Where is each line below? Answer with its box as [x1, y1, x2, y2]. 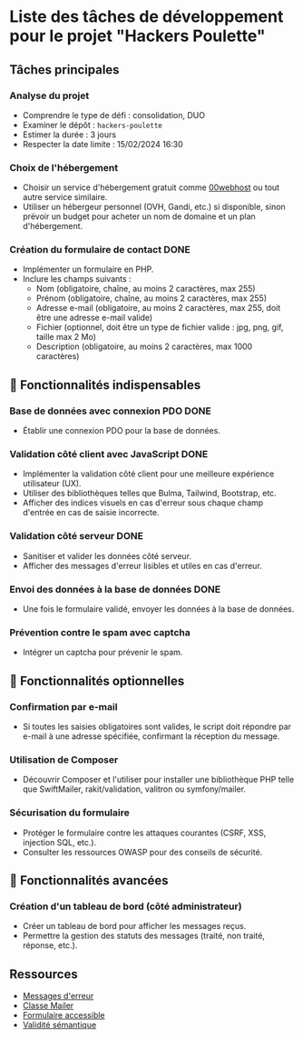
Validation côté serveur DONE [9, 530, 143, 543]
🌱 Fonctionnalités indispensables [9, 377, 201, 393]
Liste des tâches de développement [9, 6, 284, 27]
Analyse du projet [9, 89, 90, 102]
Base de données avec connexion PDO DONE [9, 405, 211, 417]
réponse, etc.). [22, 940, 78, 951]
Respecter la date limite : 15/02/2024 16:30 [22, 138, 183, 149]
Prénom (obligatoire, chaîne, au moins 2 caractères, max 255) [35, 293, 268, 304]
